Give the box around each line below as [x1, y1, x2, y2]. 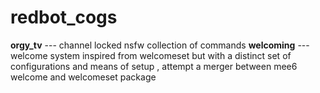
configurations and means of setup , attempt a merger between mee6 [10, 60, 298, 72]
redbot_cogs [10, 6, 118, 29]
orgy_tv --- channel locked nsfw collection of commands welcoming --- [10, 39, 310, 51]
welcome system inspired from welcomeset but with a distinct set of [10, 49, 292, 61]
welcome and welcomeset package [10, 71, 157, 83]
